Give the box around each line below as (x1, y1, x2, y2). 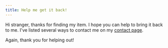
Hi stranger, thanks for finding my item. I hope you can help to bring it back (5, 21, 163, 28)
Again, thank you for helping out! (5, 37, 74, 43)
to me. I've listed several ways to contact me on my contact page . (5, 27, 144, 33)
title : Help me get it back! (5, 7, 67, 13)
